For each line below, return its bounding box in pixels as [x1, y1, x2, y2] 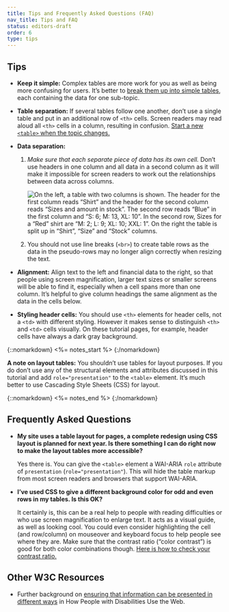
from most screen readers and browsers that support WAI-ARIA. [16, 474, 198, 482]
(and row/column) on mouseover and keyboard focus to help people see [16, 530, 221, 538]
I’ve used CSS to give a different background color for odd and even [16, 487, 214, 495]
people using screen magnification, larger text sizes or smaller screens [16, 275, 217, 283]
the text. [27, 254, 51, 262]
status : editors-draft [7, 23, 72, 29]
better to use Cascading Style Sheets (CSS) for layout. [7, 380, 161, 389]
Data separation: [16, 142, 66, 150]
